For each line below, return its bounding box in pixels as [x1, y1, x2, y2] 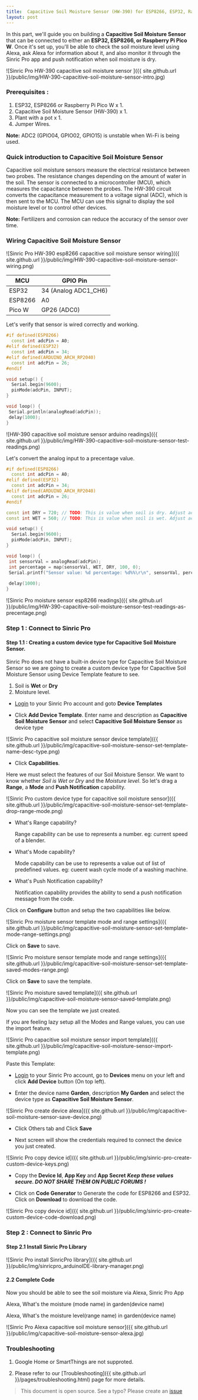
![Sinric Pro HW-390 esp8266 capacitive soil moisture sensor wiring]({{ [6, 250, 180, 257]
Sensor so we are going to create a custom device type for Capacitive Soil [6, 664, 187, 672]
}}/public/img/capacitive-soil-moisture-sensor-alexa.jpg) [6, 1330, 144, 1337]
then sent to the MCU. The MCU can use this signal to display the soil [6, 198, 175, 205]
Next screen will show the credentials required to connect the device [14, 1137, 182, 1144]
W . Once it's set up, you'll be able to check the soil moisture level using [6, 43, 180, 50]
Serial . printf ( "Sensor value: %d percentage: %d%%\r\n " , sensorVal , [8, 569, 181, 576]
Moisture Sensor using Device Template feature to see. [6, 671, 140, 678]
